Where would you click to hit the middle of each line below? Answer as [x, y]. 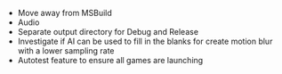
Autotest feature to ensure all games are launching [110, 60]
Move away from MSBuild [65, 13]
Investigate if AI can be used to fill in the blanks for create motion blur [145, 41]
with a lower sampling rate [66, 51]
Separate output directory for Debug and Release [108, 32]
